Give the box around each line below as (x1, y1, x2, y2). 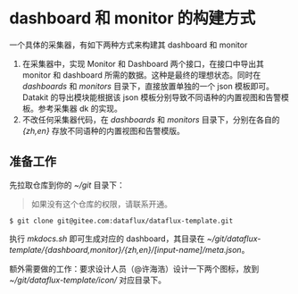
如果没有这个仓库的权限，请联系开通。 (30, 198, 172, 209)
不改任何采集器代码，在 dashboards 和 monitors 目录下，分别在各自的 (21, 113, 280, 125)
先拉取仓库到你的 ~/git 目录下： (9, 180, 125, 190)
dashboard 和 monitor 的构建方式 (9, 8, 256, 29)
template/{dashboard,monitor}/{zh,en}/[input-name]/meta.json (9, 244, 243, 255)
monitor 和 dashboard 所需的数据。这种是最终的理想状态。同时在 (21, 69, 261, 80)
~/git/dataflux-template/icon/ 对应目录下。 (9, 274, 167, 285)
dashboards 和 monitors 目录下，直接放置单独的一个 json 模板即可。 (21, 80, 275, 91)
